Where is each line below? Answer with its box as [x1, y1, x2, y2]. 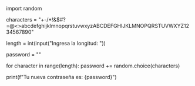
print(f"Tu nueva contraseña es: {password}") [6, 74, 117, 80]
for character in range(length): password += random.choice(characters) [6, 62, 180, 69]
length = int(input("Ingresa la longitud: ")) [6, 40, 106, 46]
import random [6, 5, 42, 12]
